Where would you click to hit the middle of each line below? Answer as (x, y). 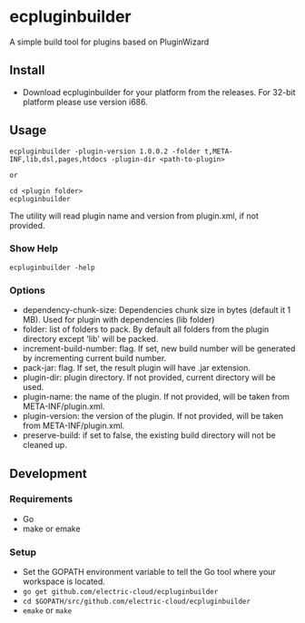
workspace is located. (64, 581)
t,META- (218, 151)
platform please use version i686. (85, 102)
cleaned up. (45, 445)
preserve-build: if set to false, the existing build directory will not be (149, 435)
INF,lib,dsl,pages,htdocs (58, 159)
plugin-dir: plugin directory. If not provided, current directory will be (149, 377)
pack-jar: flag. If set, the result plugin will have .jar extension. (137, 368)
